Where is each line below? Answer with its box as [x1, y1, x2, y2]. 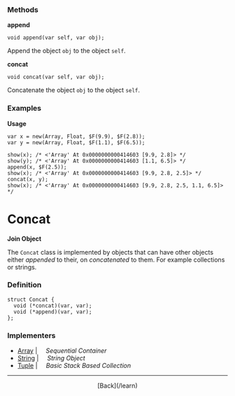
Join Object [7, 234, 42, 243]
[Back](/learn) [97, 381, 138, 390]
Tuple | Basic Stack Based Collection [17, 362, 131, 370]
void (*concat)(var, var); [13, 302, 92, 309]
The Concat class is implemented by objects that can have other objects [7, 248, 214, 256]
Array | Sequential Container [17, 346, 107, 355]
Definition [7, 280, 42, 290]
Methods [7, 5, 38, 15]
